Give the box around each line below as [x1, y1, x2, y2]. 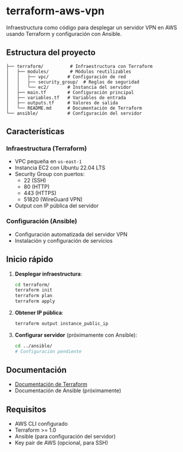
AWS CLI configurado [14, 420, 68, 428]
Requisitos [6, 404, 46, 414]
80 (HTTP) [23, 183, 50, 190]
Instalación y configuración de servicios [14, 237, 113, 244]
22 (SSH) [23, 177, 46, 184]
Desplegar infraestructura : [14, 270, 83, 277]
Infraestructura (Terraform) [6, 144, 87, 153]
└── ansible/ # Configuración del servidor [6, 110, 143, 116]
